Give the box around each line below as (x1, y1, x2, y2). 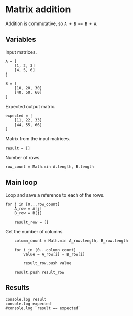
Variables (5, 35, 37, 44)
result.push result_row (14, 270, 65, 275)
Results (5, 283, 30, 292)
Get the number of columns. (5, 228, 64, 234)
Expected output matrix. (5, 103, 56, 109)
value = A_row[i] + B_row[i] (23, 252, 85, 257)
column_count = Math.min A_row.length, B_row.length (14, 238, 128, 244)
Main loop (5, 178, 38, 187)
